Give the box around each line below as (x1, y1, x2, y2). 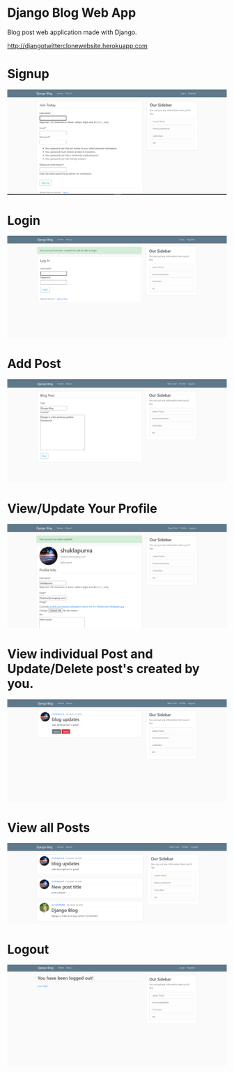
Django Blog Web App (7, 5, 136, 21)
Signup (7, 66, 50, 82)
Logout (7, 941, 49, 957)
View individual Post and (7, 646, 153, 661)
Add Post (7, 356, 61, 372)
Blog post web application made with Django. (7, 28, 137, 36)
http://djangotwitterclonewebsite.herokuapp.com (7, 41, 148, 50)
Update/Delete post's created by (7, 661, 200, 677)
